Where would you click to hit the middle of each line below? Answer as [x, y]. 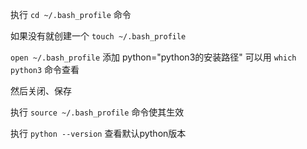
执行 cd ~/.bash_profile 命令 [71, 14]
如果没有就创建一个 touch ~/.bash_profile [98, 36]
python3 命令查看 [45, 69]
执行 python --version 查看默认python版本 [98, 133]
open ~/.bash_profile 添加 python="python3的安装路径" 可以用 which [153, 57]
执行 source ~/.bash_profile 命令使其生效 [97, 112]
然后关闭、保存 [41, 91]
